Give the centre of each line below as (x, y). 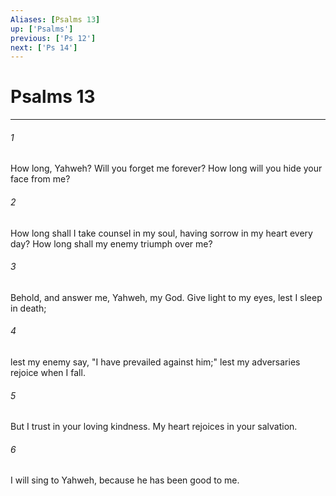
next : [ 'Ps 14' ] (44, 47)
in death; (28, 308)
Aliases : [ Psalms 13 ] (55, 19)
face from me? (40, 179)
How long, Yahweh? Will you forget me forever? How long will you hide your (166, 168)
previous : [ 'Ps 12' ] (53, 38)
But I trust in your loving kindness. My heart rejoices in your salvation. (154, 427)
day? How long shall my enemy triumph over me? (111, 243)
